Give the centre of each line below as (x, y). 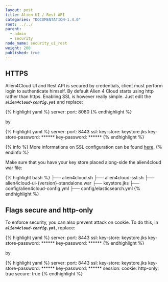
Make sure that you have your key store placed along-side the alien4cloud (83, 162)
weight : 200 (18, 48)
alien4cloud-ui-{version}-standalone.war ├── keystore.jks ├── (72, 183)
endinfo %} (17, 152)
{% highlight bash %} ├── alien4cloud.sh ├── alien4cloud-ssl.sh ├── (80, 178)
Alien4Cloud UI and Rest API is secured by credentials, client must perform (84, 86)
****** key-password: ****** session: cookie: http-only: (100, 268)
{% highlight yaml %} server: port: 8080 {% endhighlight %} (69, 112)
